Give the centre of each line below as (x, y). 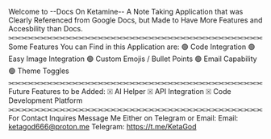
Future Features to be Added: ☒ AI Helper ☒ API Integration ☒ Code (120, 91)
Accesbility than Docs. (46, 29)
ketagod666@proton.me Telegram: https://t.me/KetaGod (102, 127)
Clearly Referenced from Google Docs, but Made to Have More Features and (135, 20)
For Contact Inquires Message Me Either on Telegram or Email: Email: (123, 118)
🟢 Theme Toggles (39, 71)
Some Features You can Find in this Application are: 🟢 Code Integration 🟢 (132, 47)
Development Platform (46, 100)
